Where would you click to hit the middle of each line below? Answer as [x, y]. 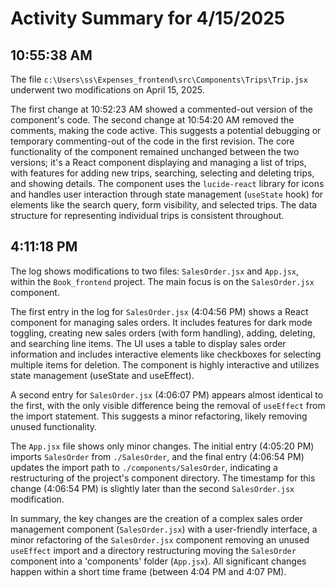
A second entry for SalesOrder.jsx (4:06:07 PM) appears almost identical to [167, 394]
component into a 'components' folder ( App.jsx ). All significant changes [158, 561]
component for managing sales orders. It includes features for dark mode [161, 322]
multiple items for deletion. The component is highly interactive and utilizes [165, 364]
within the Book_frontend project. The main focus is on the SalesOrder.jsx [162, 281]
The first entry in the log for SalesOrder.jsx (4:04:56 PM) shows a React [159, 311]
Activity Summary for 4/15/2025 [148, 18]
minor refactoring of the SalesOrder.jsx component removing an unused [160, 539]
